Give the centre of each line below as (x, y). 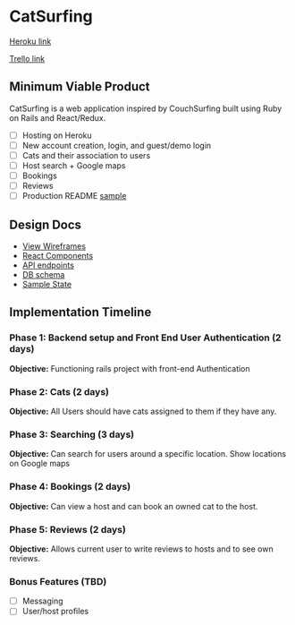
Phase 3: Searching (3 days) (72, 434)
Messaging (43, 601)
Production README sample (74, 196)
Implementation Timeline (80, 312)
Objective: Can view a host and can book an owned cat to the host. (134, 506)
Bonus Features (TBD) (58, 581)
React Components (58, 256)
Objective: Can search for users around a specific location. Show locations (148, 454)
